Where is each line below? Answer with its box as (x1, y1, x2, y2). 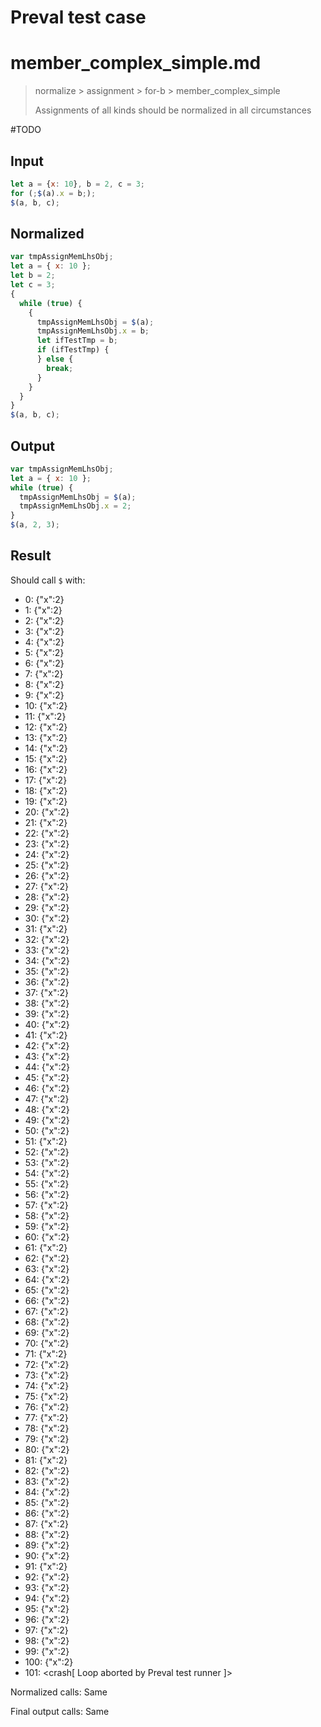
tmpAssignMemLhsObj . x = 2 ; (19, 501, 132, 511)
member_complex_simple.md (10, 52, 262, 75)
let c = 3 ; (10, 280, 56, 290)
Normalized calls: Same (10, 1686, 108, 1698)
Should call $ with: (10, 574, 86, 586)
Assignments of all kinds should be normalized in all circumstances (34, 104, 312, 116)
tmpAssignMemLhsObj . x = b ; (36, 326, 150, 336)
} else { (36, 354, 74, 364)
